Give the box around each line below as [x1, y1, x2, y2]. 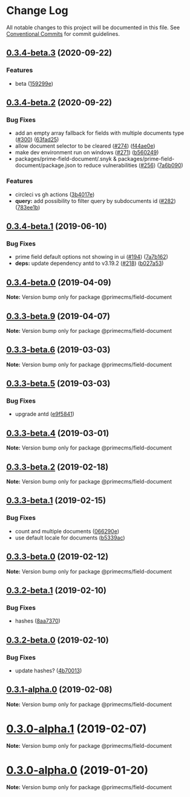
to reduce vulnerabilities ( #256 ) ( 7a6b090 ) [77, 162, 183, 169]
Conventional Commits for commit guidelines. [6, 30, 120, 37]
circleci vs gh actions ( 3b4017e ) [15, 191, 95, 198]
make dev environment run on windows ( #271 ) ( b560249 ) [15, 149, 159, 156]
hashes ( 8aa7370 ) [15, 617, 61, 624]
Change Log [6, 4, 68, 18]
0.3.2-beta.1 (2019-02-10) [6, 585, 107, 595]
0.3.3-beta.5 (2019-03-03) [6, 378, 111, 389]
